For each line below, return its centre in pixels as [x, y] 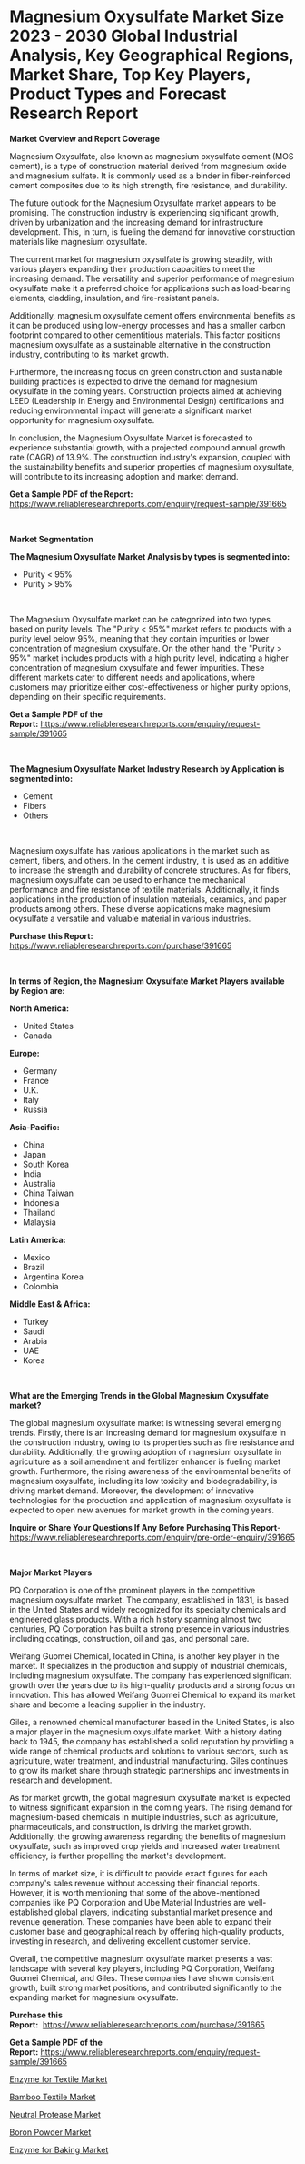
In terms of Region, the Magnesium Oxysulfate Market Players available [147, 981]
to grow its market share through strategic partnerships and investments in [149, 1770]
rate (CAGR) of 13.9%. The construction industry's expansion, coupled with [150, 457]
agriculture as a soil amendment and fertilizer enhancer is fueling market [145, 1461]
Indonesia [41, 1202]
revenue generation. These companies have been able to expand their [141, 1921]
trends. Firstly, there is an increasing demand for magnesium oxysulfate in [148, 1432]
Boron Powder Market [50, 2132]
